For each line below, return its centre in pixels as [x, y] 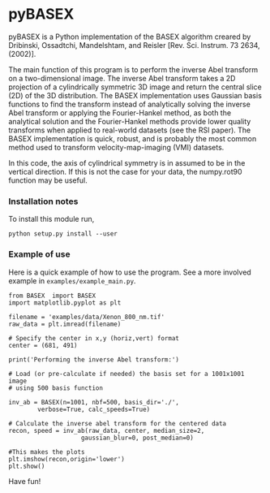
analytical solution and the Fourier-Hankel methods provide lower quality [130, 121]
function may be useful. [48, 180]
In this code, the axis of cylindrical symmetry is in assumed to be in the [127, 162]
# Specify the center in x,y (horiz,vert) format [94, 338]
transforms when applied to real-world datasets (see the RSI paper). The [130, 130]
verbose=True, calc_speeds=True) [94, 409]
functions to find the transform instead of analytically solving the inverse [130, 104]
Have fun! [25, 481]
